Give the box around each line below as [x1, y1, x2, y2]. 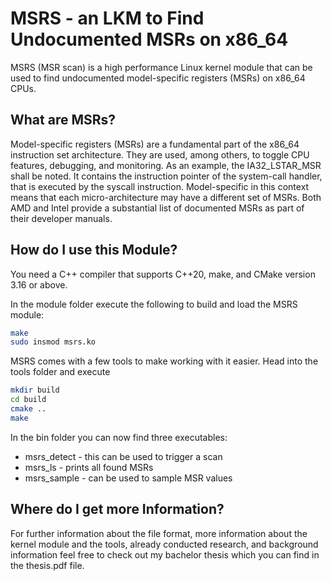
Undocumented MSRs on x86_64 [10, 28, 289, 51]
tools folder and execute [10, 366, 111, 378]
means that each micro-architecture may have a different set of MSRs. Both [10, 191, 322, 203]
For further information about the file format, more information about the [10, 527, 308, 539]
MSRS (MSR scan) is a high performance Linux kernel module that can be [10, 61, 313, 73]
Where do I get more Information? [10, 501, 225, 518]
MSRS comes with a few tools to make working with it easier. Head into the [10, 355, 319, 367]
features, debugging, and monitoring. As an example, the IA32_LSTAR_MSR [10, 159, 322, 171]
